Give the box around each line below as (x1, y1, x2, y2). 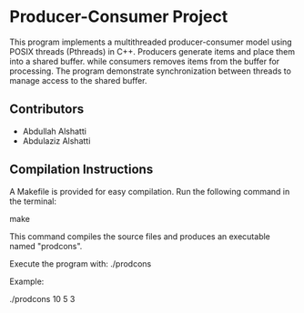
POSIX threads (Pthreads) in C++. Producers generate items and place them (9, 45, 296, 56)
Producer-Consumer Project (9, 6, 228, 27)
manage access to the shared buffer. (9, 75, 147, 86)
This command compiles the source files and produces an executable (9, 230, 271, 242)
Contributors (9, 102, 85, 117)
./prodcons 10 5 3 (9, 293, 76, 304)
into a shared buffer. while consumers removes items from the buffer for (9, 56, 280, 66)
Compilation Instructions (9, 162, 154, 177)
